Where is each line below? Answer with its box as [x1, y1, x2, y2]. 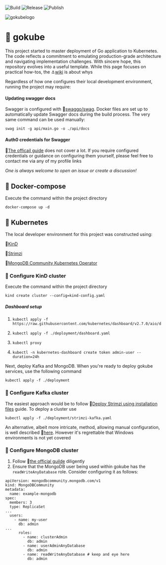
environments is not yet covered [5, 434, 71, 440]
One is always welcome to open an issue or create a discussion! [5, 168, 137, 174]
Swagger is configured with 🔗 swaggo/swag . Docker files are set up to [5, 106, 148, 112]
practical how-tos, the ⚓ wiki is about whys [5, 69, 93, 75]
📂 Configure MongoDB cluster [5, 447, 79, 454]
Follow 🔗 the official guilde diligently [12, 458, 85, 464]
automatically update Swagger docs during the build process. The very [5, 111, 150, 117]
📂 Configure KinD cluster [5, 272, 66, 279]
